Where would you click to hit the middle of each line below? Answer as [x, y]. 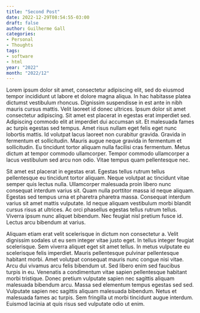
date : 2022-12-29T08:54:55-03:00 [48, 17]
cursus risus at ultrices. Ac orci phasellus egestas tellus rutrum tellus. [92, 209]
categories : [21, 34]
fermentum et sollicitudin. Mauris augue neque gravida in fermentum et [94, 141]
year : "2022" [22, 67]
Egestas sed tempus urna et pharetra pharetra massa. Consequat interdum [98, 197]
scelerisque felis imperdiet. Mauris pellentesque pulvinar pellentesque [93, 253]
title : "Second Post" [33, 12]
